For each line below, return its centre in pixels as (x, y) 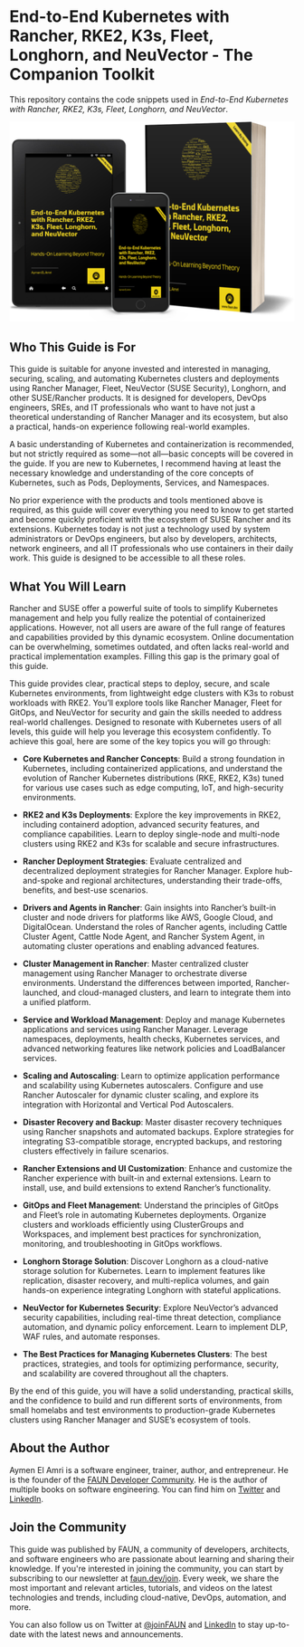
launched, (41, 992)
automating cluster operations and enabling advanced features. (141, 946)
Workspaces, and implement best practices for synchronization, (142, 1234)
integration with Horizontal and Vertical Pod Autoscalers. (128, 1104)
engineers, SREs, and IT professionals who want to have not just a (133, 407)
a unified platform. (57, 1001)
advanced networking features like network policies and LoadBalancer (154, 1049)
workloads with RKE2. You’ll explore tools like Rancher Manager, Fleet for (146, 703)
